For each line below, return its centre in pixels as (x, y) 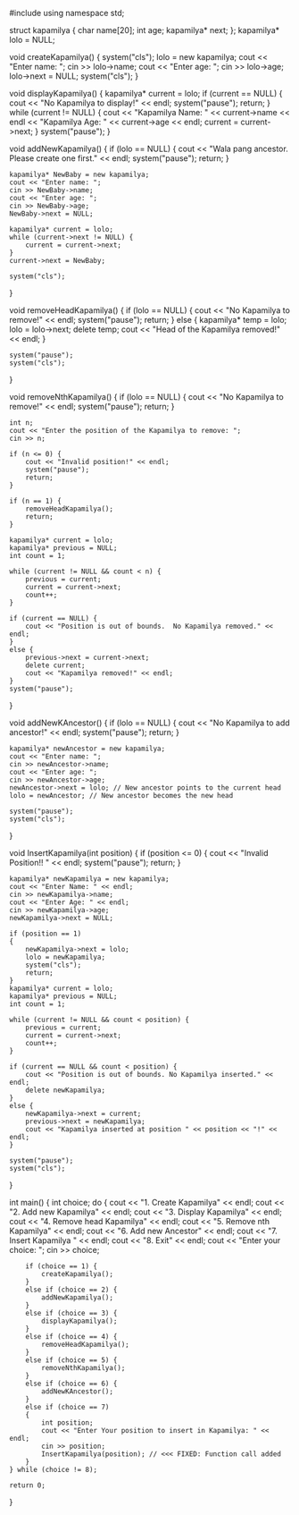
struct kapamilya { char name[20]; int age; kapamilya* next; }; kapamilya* (145, 30)
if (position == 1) (46, 934)
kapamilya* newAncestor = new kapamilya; (87, 749)
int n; (21, 423)
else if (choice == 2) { (71, 1290)
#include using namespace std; (67, 13)
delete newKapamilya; (65, 1090)
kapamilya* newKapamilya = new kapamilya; (89, 879)
